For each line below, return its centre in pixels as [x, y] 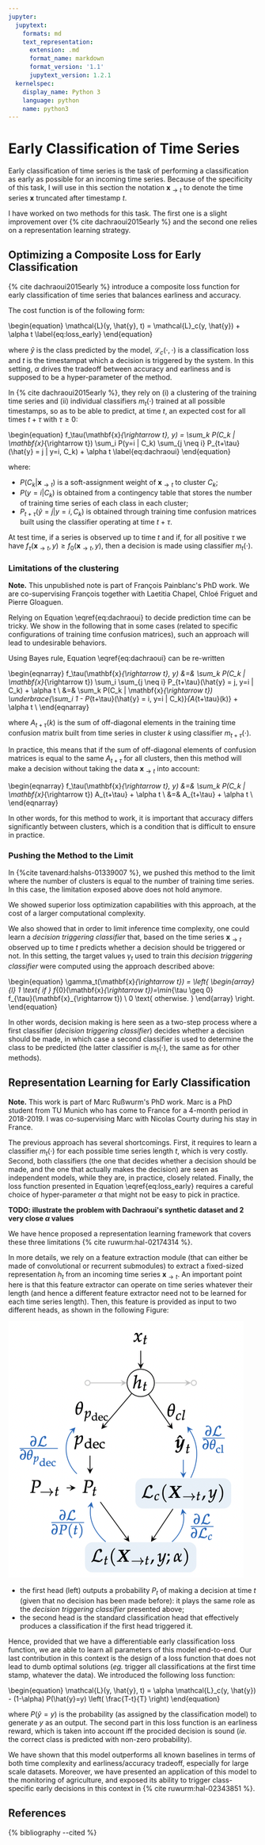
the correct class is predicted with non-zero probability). [100, 1739]
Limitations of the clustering [64, 568]
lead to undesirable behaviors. [58, 643]
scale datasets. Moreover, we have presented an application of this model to [132, 1771]
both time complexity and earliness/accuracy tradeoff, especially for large [129, 1763]
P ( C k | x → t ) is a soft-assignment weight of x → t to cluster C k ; [119, 483]
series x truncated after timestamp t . [68, 197]
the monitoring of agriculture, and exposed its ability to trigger [110, 1780]
